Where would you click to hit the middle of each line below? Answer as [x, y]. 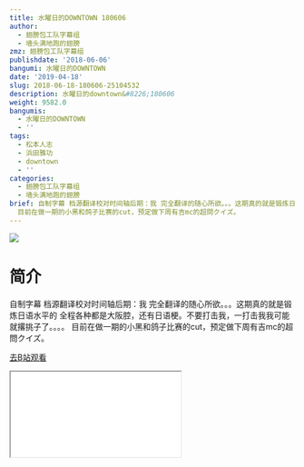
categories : [32, 178]
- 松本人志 [35, 144]
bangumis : [28, 111]
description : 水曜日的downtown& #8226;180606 [92, 94]
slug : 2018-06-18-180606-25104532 [75, 85]
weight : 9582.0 [38, 102]
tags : [20, 136]
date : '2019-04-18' [46, 77]
